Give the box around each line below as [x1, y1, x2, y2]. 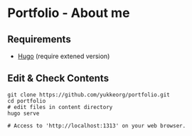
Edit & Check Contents [7, 72, 109, 84]
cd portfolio [7, 97, 46, 104]
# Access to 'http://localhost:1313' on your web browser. [7, 122, 186, 129]
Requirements [7, 33, 71, 45]
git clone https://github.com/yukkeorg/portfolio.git [7, 91, 171, 98]
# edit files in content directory [7, 103, 113, 110]
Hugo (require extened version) [17, 52, 110, 60]
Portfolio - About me [7, 5, 130, 21]
